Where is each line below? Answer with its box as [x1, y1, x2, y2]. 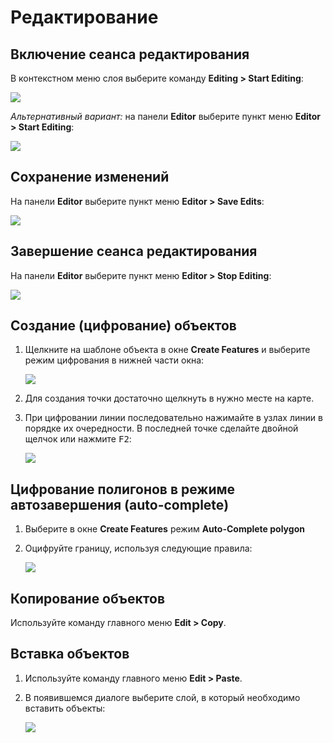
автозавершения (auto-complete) [10, 496, 230, 513]
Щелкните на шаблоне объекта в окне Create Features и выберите [24, 344, 311, 356]
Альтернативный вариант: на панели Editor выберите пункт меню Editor [10, 111, 322, 122]
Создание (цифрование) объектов [10, 317, 237, 335]
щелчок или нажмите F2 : [24, 433, 132, 445]
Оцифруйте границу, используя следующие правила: [24, 542, 253, 555]
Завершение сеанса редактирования [10, 243, 258, 260]
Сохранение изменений [10, 169, 170, 186]
